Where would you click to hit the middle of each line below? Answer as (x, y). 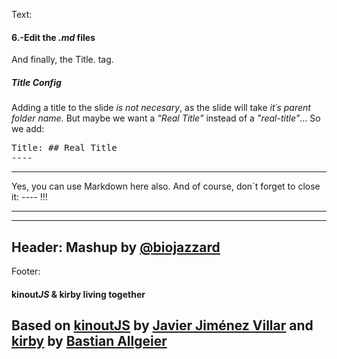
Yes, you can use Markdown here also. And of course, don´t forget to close (166, 186)
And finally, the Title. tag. (62, 60)
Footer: (26, 271)
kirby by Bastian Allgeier (89, 340)
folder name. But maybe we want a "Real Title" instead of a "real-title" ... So (166, 118)
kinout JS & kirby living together (78, 294)
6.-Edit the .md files (53, 37)
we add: (28, 129)
